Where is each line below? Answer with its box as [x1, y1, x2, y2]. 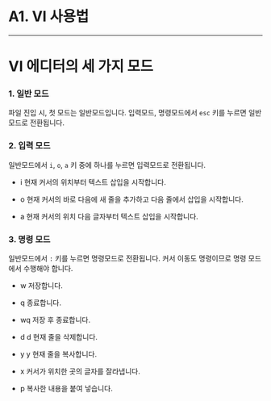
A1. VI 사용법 [8, 7, 90, 26]
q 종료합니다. [19, 298, 62, 307]
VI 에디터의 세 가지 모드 [8, 57, 154, 76]
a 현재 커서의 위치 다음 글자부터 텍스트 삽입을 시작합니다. [19, 211, 199, 221]
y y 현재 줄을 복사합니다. [19, 349, 98, 359]
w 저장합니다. [19, 281, 63, 290]
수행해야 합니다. [23, 264, 73, 274]
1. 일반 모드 [8, 88, 49, 99]
